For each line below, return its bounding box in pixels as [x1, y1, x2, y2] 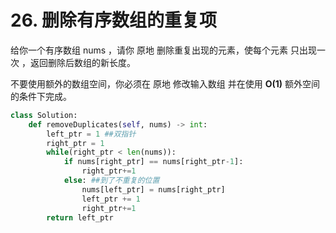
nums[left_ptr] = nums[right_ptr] [81, 184, 226, 195]
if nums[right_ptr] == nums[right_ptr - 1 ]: [63, 157, 244, 167]
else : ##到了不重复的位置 [63, 176, 160, 186]
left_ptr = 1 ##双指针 [46, 129, 137, 139]
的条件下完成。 [10, 90, 72, 102]
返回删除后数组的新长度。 [29, 56, 136, 68]
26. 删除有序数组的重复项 [10, 9, 218, 32]
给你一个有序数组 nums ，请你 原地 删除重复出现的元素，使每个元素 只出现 [10, 44, 317, 56]
